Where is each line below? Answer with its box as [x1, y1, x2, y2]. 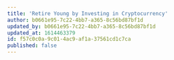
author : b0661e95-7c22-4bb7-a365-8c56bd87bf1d [7, 17, 144, 23]
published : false [7, 42, 57, 49]
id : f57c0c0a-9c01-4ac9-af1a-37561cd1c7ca [7, 36, 131, 43]
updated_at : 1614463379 [7, 29, 76, 37]
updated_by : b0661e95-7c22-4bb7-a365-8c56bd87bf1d [7, 23, 156, 30]
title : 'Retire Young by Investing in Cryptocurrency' [7, 10, 168, 17]
